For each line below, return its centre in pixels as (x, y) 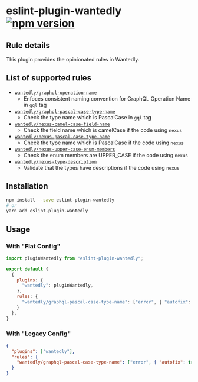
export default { (27, 269)
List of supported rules (49, 78)
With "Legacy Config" (39, 334)
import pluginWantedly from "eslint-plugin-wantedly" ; (75, 258)
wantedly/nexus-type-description (56, 162)
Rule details (28, 45)
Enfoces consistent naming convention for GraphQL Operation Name (107, 98)
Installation (27, 187)
